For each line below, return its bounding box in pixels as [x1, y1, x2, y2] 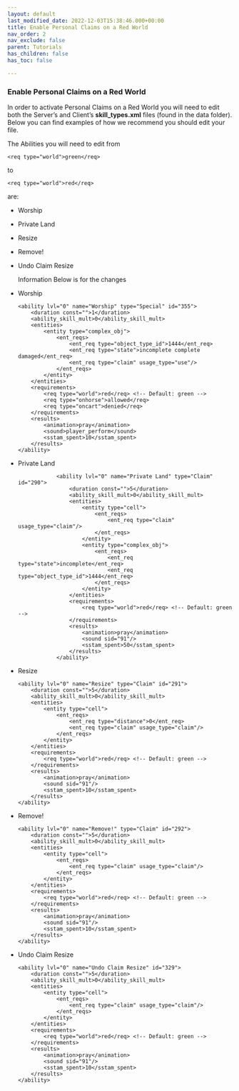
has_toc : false [7, 57, 53, 64]
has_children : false [7, 51, 69, 58]
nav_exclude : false [7, 37, 66, 44]
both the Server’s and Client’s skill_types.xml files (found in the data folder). [7, 111, 233, 119]
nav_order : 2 [7, 30, 46, 38]
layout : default [7, 10, 56, 18]
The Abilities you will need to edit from [7, 140, 121, 149]
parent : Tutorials [7, 44, 62, 51]
